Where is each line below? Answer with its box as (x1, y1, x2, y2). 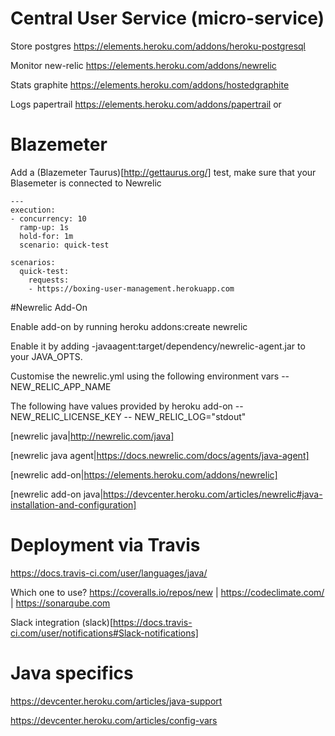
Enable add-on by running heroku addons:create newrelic (10, 320, 248, 332)
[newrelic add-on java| (10, 488, 104, 500)
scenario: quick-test (19, 240, 110, 250)
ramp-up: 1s (19, 222, 70, 232)
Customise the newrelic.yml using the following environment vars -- (10, 370, 290, 382)
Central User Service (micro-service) (10, 7, 325, 30)
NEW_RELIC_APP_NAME (10, 380, 112, 392)
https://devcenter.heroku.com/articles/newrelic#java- (103, 488, 323, 500)
